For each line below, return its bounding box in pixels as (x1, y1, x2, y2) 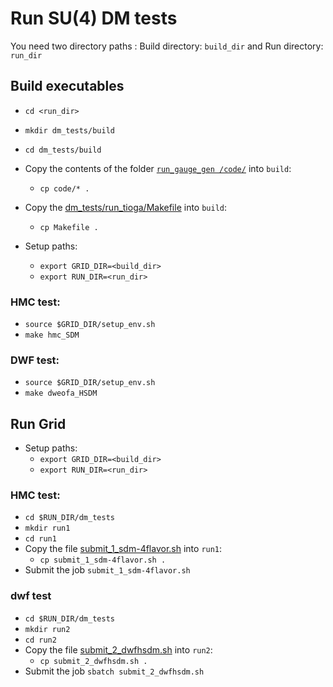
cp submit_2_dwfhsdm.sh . (39, 656, 148, 666)
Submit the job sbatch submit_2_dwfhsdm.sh (24, 665, 205, 677)
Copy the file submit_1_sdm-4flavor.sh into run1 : (24, 543, 223, 555)
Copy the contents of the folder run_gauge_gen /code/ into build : (24, 162, 292, 174)
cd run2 (24, 635, 57, 645)
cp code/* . (39, 183, 90, 194)
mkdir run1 (24, 523, 71, 534)
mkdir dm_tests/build (24, 125, 115, 136)
